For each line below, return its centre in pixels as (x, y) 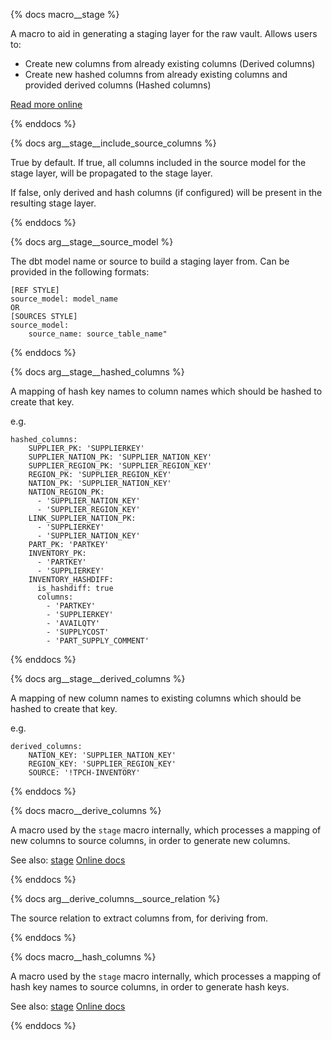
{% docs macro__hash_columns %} (83, 957)
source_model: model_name (64, 299)
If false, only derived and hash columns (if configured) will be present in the (166, 192)
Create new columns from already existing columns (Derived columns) (170, 63)
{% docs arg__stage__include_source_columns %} (113, 143)
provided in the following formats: (80, 272)
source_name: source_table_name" (98, 334)
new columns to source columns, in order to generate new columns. (150, 840)
